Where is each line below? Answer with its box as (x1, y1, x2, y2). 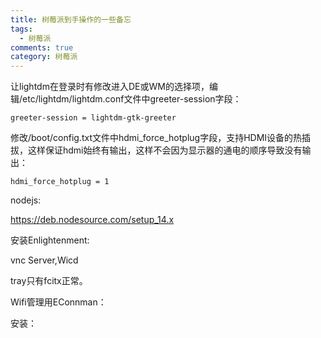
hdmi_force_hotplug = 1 (10, 177, 110, 187)
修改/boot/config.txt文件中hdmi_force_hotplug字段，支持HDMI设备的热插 (10, 132, 312, 144)
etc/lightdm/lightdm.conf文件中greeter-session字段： (22, 93, 242, 105)
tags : (10, 24, 33, 34)
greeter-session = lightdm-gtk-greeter (10, 113, 177, 123)
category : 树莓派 (10, 52, 78, 62)
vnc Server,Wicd (10, 254, 79, 266)
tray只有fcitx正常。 (10, 275, 88, 287)
